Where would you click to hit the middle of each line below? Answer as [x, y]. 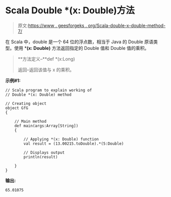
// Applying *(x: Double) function [61, 139]
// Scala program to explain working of [49, 90]
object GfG [17, 108]
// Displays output [44, 152]
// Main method [31, 121]
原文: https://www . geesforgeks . [52, 25]
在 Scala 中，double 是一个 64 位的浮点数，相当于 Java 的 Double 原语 [79, 42]
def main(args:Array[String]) [47, 126]
